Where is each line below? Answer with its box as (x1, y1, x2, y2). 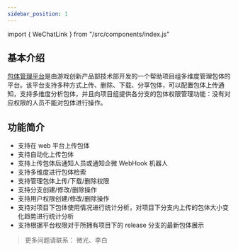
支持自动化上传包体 (17, 150, 74, 159)
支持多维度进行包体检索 (17, 168, 86, 177)
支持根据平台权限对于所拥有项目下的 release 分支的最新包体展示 (17, 221, 204, 230)
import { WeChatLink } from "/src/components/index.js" (7, 30, 170, 38)
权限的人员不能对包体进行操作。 (13, 98, 107, 107)
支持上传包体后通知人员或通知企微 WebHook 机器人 (17, 159, 169, 168)
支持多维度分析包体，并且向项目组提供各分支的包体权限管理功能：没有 (19, 90, 225, 98)
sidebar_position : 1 (7, 10, 69, 18)
